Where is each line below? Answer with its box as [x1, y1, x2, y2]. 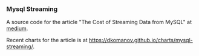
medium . [6, 25, 28, 32]
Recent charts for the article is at [6, 37, 88, 44]
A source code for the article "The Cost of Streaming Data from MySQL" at [6, 19, 192, 26]
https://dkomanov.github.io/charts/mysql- [88, 37, 193, 44]
